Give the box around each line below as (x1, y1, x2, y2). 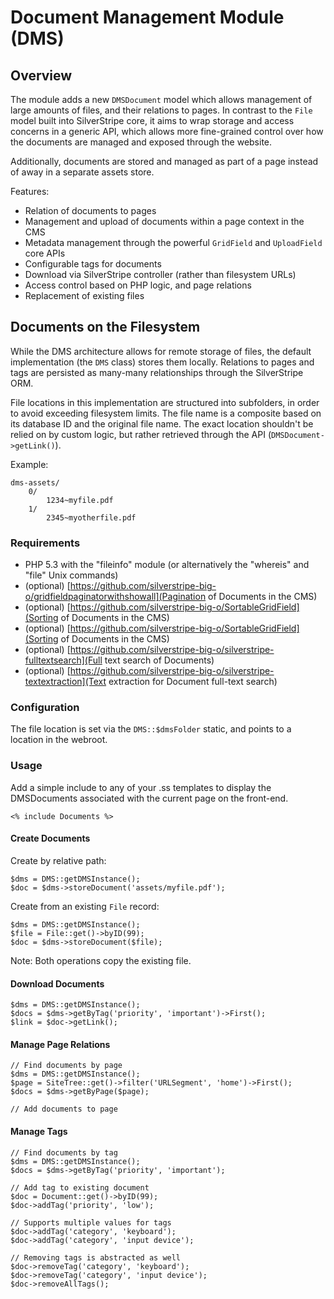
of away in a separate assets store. (10, 166, 155, 178)
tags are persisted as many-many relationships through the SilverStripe (10, 366, 304, 378)
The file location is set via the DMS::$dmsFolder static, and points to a (10, 723, 292, 735)
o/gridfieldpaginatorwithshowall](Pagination (24, 591, 207, 603)
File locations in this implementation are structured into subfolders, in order (10, 396, 320, 408)
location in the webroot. (10, 734, 108, 746)
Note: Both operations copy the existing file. (10, 954, 192, 966)
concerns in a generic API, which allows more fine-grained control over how (10, 126, 324, 137)
